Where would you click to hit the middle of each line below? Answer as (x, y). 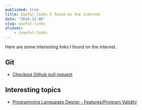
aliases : (14, 28)
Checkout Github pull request (42, 74)
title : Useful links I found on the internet (53, 14)
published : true (22, 10)
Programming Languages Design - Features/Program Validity (75, 102)
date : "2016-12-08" (25, 19)
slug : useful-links (25, 24)
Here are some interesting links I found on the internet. (61, 47)
